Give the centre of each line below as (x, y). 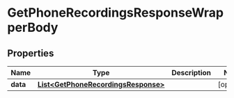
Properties (31, 53)
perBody (33, 27)
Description (191, 73)
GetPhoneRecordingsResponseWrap (116, 13)
